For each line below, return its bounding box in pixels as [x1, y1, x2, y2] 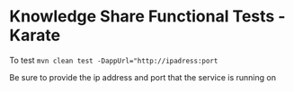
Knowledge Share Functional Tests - [9, 6, 286, 27]
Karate [9, 25, 61, 46]
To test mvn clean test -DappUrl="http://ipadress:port [9, 54, 218, 65]
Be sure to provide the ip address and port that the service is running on [9, 71, 277, 82]
